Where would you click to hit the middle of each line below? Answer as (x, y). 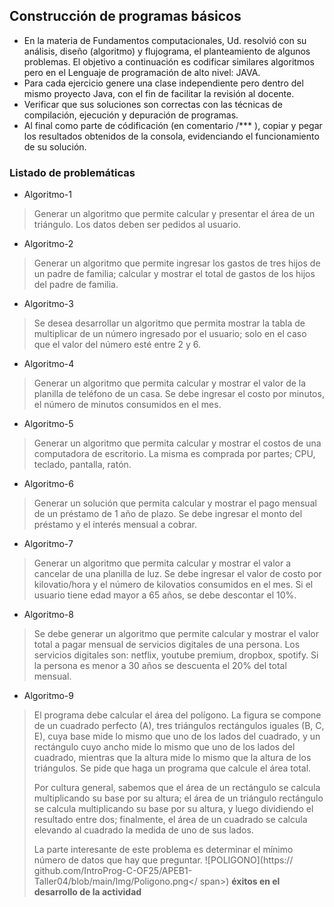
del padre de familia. (76, 285)
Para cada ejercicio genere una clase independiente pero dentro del (163, 83)
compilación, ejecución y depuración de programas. (131, 115)
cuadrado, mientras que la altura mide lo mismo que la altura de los (172, 758)
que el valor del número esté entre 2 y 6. (117, 345)
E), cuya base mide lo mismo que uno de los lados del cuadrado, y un (177, 736)
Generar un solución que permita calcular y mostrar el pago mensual (175, 503)
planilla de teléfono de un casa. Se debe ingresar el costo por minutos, (179, 394)
